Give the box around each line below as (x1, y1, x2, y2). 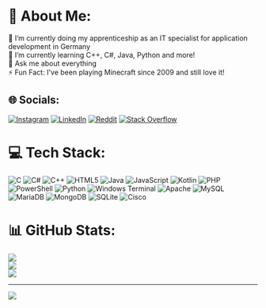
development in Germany (8, 41, 91, 51)
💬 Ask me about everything (8, 59, 97, 68)
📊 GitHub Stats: (8, 221, 116, 239)
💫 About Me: (8, 7, 92, 25)
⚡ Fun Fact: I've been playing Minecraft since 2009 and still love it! (8, 67, 225, 77)
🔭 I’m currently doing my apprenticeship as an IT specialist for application (8, 33, 248, 43)
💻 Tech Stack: (8, 143, 106, 162)
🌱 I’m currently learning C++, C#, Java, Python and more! (8, 50, 196, 59)
